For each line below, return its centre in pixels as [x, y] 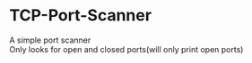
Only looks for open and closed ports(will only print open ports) [126, 49]
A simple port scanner [50, 40]
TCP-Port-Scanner [81, 16]
